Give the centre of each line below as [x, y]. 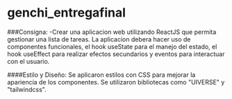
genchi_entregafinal [67, 13]
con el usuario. [28, 61]
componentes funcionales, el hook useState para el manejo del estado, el [112, 46]
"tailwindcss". [27, 89]
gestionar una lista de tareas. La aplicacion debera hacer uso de [99, 39]
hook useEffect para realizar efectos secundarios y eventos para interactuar [116, 54]
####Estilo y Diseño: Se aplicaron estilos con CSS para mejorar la [101, 75]
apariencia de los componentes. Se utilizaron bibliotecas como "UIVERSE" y [116, 82]
